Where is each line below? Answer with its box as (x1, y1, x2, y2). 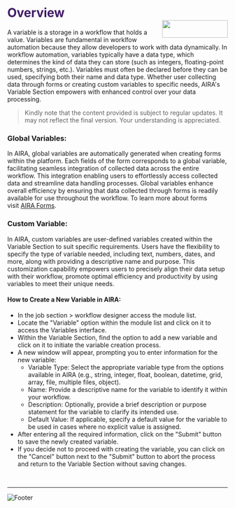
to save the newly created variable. (17, 437, 119, 446)
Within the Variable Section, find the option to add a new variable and (17, 333, 218, 341)
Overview (7, 5, 65, 21)
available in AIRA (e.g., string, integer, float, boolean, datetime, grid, (27, 370, 223, 379)
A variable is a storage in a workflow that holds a (7, 28, 148, 36)
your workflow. (27, 393, 71, 401)
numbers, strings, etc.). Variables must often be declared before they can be (7, 65, 228, 73)
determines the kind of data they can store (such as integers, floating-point (7, 57, 224, 66)
